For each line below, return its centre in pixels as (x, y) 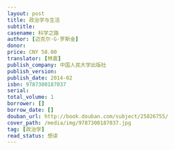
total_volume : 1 (30, 97)
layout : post (26, 13)
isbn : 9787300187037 (37, 84)
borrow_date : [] (30, 110)
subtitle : (21, 26)
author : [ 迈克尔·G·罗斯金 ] (43, 39)
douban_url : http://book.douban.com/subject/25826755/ (88, 116)
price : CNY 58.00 (32, 53)
